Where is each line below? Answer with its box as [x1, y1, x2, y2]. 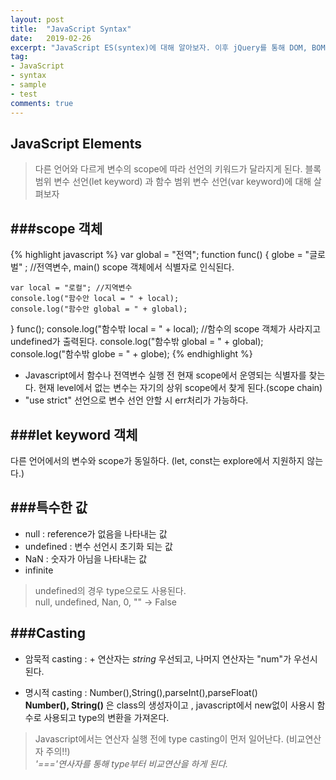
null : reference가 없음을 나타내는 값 [24, 527, 168, 540]
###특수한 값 [10, 499, 88, 516]
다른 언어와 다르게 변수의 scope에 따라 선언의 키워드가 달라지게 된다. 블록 [34, 163, 322, 175]
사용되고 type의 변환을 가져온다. [43, 711, 170, 723]
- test [10, 89, 38, 99]
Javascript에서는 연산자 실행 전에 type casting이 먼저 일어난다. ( [34, 732, 290, 745]
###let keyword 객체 [10, 426, 138, 443]
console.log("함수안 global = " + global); [10, 304, 188, 315]
